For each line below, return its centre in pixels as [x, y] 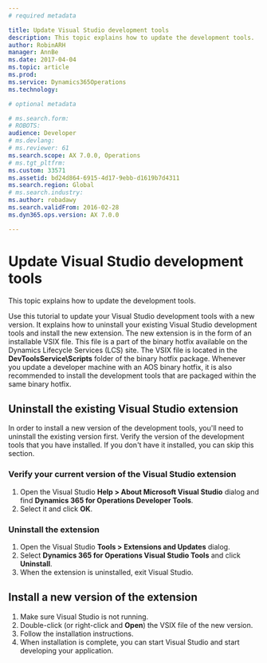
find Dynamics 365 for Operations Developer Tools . [106, 500]
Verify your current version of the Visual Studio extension [122, 474]
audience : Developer [43, 133]
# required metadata [43, 16]
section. [22, 454]
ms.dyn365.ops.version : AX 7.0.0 [64, 215]
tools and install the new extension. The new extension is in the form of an [130, 333]
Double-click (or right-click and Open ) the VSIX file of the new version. [136, 625]
